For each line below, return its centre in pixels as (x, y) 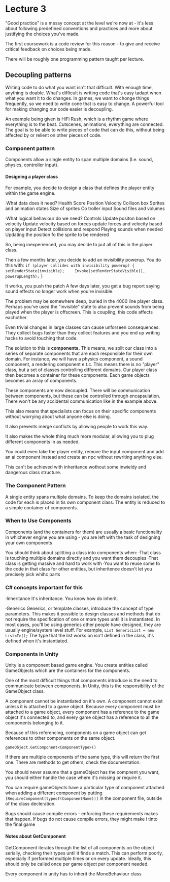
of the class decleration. (30, 804)
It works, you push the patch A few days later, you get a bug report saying (82, 286)
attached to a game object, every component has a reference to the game (82, 712)
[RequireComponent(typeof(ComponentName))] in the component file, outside (84, 798)
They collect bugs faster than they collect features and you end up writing (82, 333)
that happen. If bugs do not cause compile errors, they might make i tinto (81, 819)
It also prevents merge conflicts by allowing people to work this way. (77, 427)
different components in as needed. (43, 442)
